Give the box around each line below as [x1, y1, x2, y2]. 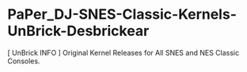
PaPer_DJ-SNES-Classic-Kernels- [7, 5, 237, 23]
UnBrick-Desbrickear [7, 22, 150, 40]
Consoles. [7, 56, 40, 66]
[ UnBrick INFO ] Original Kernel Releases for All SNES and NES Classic [7, 48, 239, 57]
